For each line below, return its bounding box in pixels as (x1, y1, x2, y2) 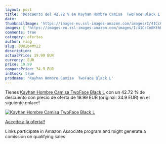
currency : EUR (5, 58, 35, 62)
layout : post (5, 7, 32, 12)
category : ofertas (5, 35, 43, 40)
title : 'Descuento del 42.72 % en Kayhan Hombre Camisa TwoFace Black (5, 12, 156, 17)
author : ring (5, 39, 32, 44)
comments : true (5, 30, 37, 35)
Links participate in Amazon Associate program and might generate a (5, 128, 146, 134)
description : (5, 48, 32, 53)
